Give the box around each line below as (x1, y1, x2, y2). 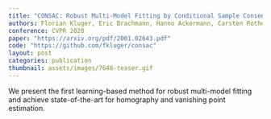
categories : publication (8, 57, 92, 65)
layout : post (8, 49, 52, 57)
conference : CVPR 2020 (8, 27, 85, 35)
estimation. (8, 103, 46, 113)
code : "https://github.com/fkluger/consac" (8, 42, 157, 50)
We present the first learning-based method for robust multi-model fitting (8, 86, 252, 96)
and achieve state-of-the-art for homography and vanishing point (8, 94, 226, 105)
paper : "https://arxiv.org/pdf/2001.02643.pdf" (8, 34, 172, 43)
